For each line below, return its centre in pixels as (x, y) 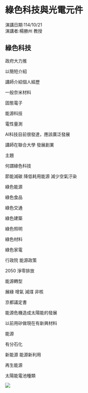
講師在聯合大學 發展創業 (30, 145)
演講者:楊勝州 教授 (24, 31)
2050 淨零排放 (20, 271)
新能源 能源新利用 (23, 354)
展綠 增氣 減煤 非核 (24, 291)
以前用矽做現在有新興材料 (31, 323)
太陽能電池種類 (20, 375)
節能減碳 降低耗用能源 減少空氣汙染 (41, 176)
